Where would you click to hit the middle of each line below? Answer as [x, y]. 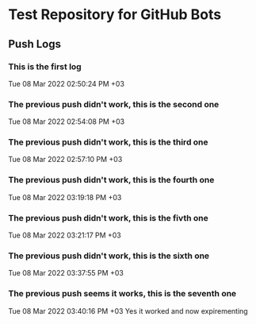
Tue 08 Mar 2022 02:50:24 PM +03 [67, 83]
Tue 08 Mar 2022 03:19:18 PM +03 [65, 197]
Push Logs [35, 44]
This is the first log [45, 67]
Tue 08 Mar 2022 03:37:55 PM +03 [66, 273]
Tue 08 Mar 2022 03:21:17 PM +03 [65, 235]
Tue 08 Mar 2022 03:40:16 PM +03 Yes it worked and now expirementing [128, 310]
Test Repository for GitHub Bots [115, 15]
